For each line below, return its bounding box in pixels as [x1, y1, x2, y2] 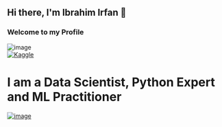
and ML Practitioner [7, 89, 122, 104]
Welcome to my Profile [7, 27, 84, 37]
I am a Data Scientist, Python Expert [7, 74, 216, 90]
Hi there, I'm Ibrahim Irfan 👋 [7, 7, 127, 19]
